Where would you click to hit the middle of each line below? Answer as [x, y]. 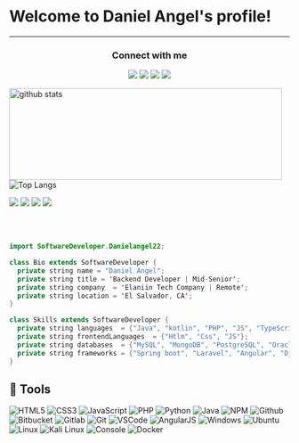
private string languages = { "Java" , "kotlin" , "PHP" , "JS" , [135, 328]
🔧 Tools [30, 389]
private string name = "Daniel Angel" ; [91, 271]
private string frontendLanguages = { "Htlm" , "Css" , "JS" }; [133, 337]
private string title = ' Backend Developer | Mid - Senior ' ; [129, 279]
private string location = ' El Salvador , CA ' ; [105, 296]
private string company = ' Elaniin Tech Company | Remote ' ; [133, 287]
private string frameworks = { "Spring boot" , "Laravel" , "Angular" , [147, 353]
